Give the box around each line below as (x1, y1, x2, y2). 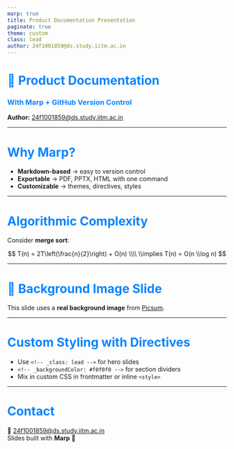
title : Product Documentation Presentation (7, 17, 136, 24)
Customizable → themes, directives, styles (17, 182, 141, 190)
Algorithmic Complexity (7, 213, 148, 229)
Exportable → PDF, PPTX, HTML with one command (17, 175, 169, 183)
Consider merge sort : (7, 236, 70, 245)
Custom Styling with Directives (7, 335, 191, 351)
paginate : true (7, 23, 52, 30)
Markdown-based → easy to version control (17, 167, 146, 176)
